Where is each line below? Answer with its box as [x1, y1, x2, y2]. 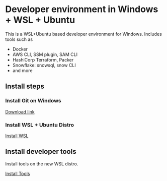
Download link [5, 108, 35, 114]
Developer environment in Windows [5, 4, 158, 15]
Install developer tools [5, 147, 76, 156]
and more [12, 67, 33, 74]
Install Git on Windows [5, 97, 61, 104]
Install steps [5, 82, 44, 91]
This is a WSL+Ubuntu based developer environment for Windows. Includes [5, 31, 162, 37]
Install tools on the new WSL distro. [5, 160, 78, 167]
